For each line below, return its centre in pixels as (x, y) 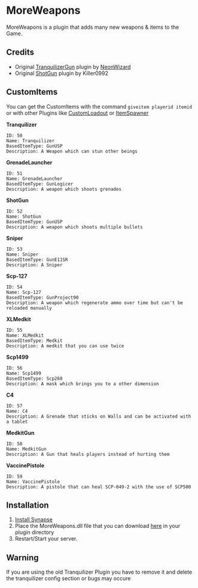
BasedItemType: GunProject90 (42, 298)
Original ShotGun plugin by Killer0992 (62, 73)
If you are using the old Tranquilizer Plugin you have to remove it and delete (99, 572)
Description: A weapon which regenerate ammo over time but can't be (95, 303)
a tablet (17, 421)
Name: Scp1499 (24, 373)
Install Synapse (33, 520)
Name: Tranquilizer (31, 141)
